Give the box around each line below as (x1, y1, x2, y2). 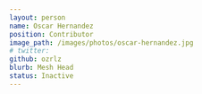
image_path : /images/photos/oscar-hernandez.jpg (9, 38, 194, 47)
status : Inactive (9, 72, 74, 81)
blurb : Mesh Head (9, 64, 74, 73)
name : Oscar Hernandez (9, 21, 94, 30)
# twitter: (9, 47, 50, 56)
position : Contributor (9, 30, 94, 38)
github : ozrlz (9, 55, 63, 64)
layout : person (9, 13, 66, 22)
